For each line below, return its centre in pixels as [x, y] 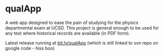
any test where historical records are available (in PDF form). [67, 33]
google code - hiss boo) [30, 48]
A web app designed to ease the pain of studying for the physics [72, 22]
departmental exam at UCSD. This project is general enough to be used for [82, 27]
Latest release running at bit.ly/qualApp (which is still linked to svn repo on [82, 42]
